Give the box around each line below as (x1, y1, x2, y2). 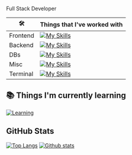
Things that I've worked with (40, 20, 123, 28)
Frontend (9, 32, 34, 39)
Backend (9, 41, 34, 49)
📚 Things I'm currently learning (6, 91, 126, 101)
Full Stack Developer (6, 5, 57, 12)
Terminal (9, 70, 34, 78)
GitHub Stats (6, 126, 54, 136)
